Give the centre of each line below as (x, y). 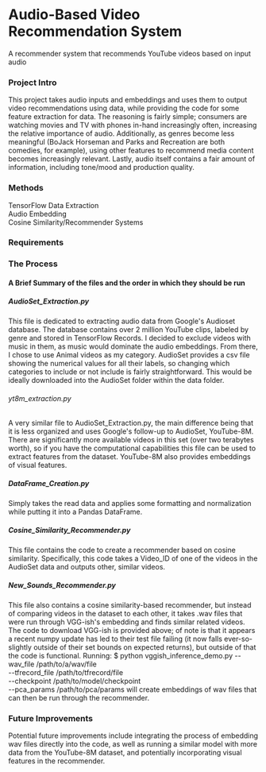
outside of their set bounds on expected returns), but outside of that (145, 647)
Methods (26, 188)
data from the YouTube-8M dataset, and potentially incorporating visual (125, 753)
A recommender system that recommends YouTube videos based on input (130, 53)
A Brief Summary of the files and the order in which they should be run (127, 283)
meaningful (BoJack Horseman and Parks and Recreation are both (116, 142)
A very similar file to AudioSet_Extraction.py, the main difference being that (131, 423)
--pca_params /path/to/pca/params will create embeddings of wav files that (133, 689)
